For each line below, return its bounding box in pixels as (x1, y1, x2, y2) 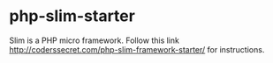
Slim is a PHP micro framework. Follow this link (9, 35, 179, 45)
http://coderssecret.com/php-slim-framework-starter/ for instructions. (9, 44, 265, 54)
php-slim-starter (9, 6, 135, 26)
